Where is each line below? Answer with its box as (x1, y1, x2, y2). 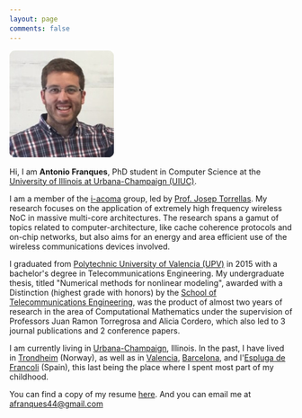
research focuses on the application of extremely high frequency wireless (9, 202, 283, 213)
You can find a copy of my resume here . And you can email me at (9, 388, 252, 399)
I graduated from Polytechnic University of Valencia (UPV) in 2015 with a (9, 258, 278, 269)
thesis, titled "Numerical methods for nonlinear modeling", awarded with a (9, 277, 283, 288)
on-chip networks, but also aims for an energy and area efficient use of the (9, 231, 288, 242)
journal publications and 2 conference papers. (9, 325, 181, 336)
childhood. (9, 371, 49, 382)
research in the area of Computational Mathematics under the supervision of (9, 306, 293, 316)
